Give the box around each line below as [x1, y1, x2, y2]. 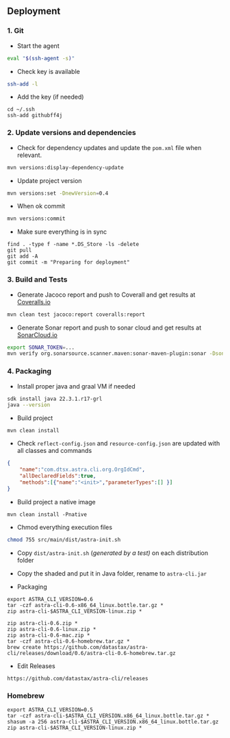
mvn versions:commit [7, 215, 66, 222]
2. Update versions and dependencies [7, 128, 136, 138]
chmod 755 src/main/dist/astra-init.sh [7, 536, 121, 543]
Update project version [16, 176, 82, 184]
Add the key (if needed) [16, 93, 84, 101]
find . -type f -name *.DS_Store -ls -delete [7, 241, 139, 248]
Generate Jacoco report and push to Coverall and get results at [16, 291, 196, 299]
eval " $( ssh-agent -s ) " [7, 55, 75, 62]
